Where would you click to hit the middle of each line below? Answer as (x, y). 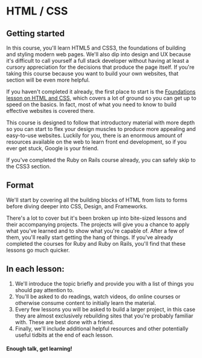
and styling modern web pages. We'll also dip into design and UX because (99, 54)
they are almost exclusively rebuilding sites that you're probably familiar (104, 316)
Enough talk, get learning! (39, 349)
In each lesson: (35, 269)
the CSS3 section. (29, 166)
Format (20, 185)
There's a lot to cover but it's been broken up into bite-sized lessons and (96, 218)
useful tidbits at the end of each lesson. (64, 335)
